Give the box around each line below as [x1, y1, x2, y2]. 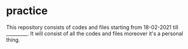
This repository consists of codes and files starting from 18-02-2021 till [6, 24, 179, 31]
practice [6, 4, 48, 18]
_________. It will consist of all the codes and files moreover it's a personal [6, 30, 183, 37]
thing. [6, 36, 21, 43]
